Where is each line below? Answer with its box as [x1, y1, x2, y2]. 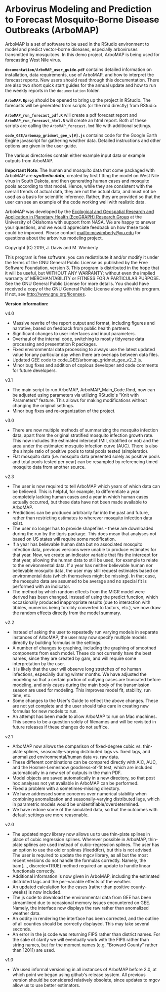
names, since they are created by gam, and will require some [12, 655, 137, 661]
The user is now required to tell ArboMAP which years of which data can [12, 483, 161, 489]
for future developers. [12, 367, 57, 373]
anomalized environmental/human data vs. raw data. [12, 754, 120, 760]
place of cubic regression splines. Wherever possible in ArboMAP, [12, 836, 147, 842]
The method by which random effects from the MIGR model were [12, 588, 145, 594]
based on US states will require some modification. [12, 536, 116, 542]
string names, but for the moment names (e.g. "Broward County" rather [12, 942, 158, 948]
